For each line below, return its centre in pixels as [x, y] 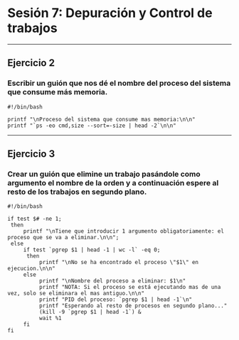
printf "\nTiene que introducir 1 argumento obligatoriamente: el [123, 231]
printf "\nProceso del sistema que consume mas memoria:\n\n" [101, 119]
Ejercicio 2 [31, 63]
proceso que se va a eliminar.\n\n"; [63, 238]
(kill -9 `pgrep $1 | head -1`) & [90, 312]
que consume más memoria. [58, 92]
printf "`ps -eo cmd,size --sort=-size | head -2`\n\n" [92, 126]
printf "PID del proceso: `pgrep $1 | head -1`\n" [116, 300]
